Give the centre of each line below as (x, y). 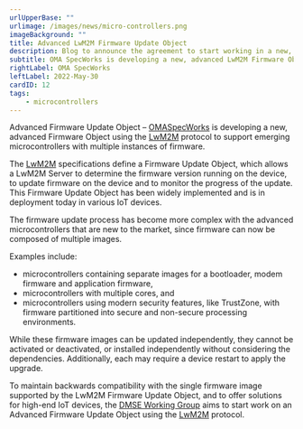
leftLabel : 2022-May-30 (54, 77)
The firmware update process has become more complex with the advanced (151, 220)
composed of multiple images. (66, 239)
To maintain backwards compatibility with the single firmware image (136, 386)
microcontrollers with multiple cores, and (98, 294)
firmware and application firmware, (87, 284)
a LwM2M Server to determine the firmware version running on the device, (148, 173)
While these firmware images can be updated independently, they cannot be (151, 340)
